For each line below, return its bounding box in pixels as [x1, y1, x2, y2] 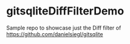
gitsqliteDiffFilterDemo [6, 4, 125, 18]
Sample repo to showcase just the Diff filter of [6, 24, 121, 31]
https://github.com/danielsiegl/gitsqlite [6, 30, 103, 37]
